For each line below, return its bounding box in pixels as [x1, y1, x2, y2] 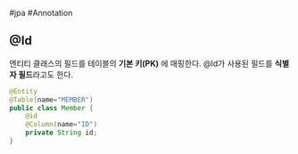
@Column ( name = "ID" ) [25, 120, 98, 129]
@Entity [9, 86, 38, 96]
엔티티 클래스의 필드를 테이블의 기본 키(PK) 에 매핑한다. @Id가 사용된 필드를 [9, 58, 273, 69]
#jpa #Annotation [9, 8, 73, 18]
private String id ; [25, 128, 98, 137]
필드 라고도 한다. [18, 69, 74, 79]
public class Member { [9, 103, 94, 112]
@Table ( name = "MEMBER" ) [9, 95, 94, 104]
